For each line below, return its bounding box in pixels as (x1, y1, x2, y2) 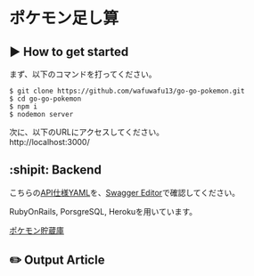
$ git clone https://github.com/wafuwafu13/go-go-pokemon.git (9, 86, 245, 95)
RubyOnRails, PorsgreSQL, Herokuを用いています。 (9, 206, 198, 216)
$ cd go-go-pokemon (9, 94, 82, 103)
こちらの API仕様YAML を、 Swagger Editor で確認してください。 (9, 187, 241, 198)
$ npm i (9, 102, 38, 111)
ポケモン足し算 (9, 8, 119, 28)
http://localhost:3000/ (9, 137, 91, 147)
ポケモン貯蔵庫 (9, 224, 64, 236)
